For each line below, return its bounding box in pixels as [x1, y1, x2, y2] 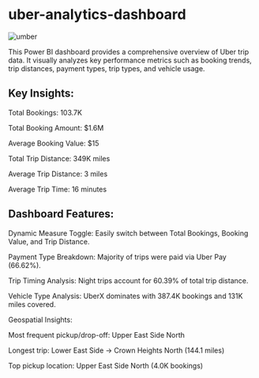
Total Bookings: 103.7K [8, 108, 83, 117]
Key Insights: [8, 87, 75, 100]
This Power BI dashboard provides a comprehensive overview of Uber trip [8, 47, 250, 56]
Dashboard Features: [8, 207, 114, 221]
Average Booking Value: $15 [8, 138, 99, 148]
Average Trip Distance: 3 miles [8, 168, 108, 179]
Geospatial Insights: [8, 315, 73, 324]
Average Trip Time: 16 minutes [8, 184, 107, 194]
